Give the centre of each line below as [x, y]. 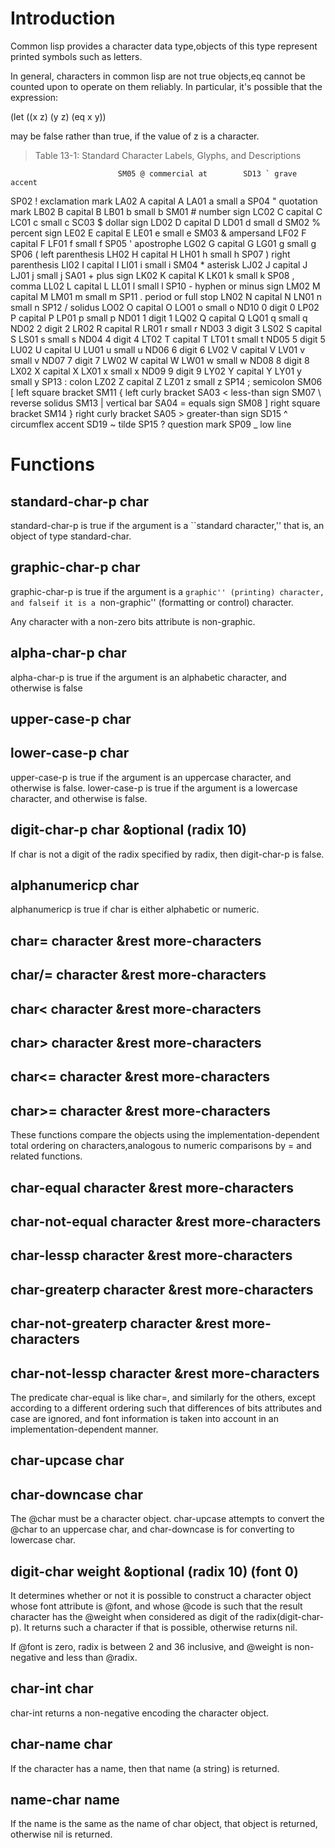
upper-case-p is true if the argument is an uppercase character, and [151, 777]
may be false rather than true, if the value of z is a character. [135, 136]
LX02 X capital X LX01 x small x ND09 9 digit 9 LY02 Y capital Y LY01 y [156, 371]
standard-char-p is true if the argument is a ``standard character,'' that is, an [167, 525]
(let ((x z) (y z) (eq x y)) [58, 116]
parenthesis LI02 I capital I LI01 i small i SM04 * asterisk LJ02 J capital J [159, 264]
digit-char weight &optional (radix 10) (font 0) [154, 1571]
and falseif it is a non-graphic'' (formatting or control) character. [152, 602]
